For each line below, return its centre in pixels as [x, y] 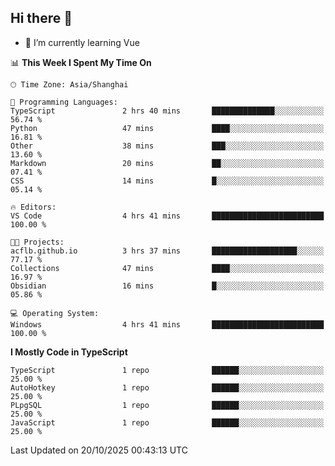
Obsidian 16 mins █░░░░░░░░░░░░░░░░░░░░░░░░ [167, 286]
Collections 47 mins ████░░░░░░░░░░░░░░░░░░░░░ [167, 268]
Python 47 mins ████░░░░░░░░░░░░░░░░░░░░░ [167, 128]
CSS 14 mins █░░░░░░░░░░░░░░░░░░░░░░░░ [167, 181]
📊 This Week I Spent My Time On [81, 62]
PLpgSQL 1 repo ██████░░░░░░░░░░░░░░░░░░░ [167, 405]
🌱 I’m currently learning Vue [82, 42]
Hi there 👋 [41, 18]
